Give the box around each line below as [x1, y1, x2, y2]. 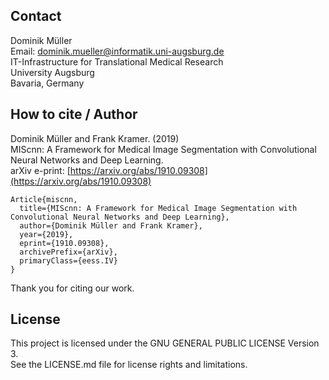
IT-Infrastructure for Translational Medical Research [10, 55, 224, 68]
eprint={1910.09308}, [19, 238, 110, 248]
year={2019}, [19, 229, 74, 239]
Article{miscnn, [10, 194, 78, 204]
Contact [10, 8, 62, 25]
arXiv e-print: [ [10, 164, 71, 176]
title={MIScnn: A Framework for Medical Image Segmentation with [19, 203, 298, 213]
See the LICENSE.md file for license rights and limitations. [10, 359, 248, 371]
